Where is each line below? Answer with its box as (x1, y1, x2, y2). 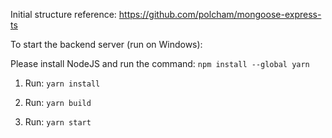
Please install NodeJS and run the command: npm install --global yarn (10, 58, 310, 69)
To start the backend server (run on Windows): (10, 39, 203, 50)
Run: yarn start (24, 116, 92, 128)
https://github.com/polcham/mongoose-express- (118, 9, 322, 20)
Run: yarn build (24, 97, 92, 108)
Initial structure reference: (10, 9, 117, 20)
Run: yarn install (24, 77, 101, 89)
